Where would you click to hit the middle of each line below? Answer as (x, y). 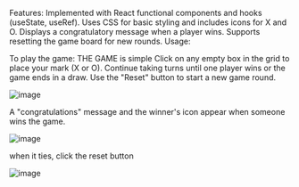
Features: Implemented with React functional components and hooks (136, 13)
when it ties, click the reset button (71, 156)
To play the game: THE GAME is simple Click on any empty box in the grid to (149, 58)
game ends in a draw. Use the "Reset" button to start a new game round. (143, 77)
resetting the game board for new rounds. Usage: (100, 41)
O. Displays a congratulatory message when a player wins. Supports (135, 32)
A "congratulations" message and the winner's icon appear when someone (147, 112)
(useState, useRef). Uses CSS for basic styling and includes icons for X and (148, 22)
